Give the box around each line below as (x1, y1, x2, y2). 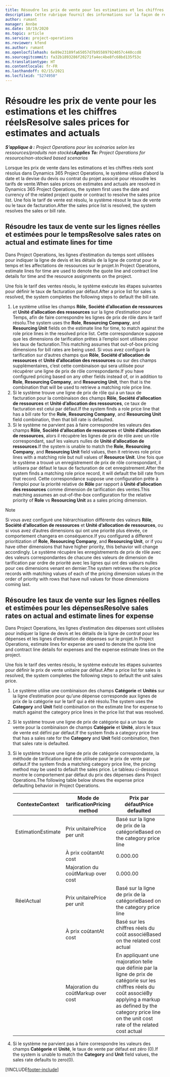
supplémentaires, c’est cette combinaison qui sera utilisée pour (12, 362, 145, 368)
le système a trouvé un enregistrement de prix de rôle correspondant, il (12, 459, 161, 466)
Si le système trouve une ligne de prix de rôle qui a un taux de (12, 389, 142, 395)
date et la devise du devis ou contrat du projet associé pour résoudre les (5, 175, 157, 181)
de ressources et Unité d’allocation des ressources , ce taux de (12, 400, 147, 406)
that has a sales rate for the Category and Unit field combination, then (12, 735, 159, 741)
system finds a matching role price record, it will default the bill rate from (12, 470, 164, 476)
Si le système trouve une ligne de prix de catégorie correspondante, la (12, 750, 159, 757)
